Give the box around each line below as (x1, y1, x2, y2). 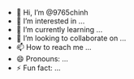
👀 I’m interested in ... (15, 16, 85, 26)
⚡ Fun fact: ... (15, 63, 61, 73)
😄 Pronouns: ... (15, 54, 69, 64)
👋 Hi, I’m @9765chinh (15, 8, 89, 17)
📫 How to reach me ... (15, 43, 92, 52)
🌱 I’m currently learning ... (15, 25, 103, 34)
